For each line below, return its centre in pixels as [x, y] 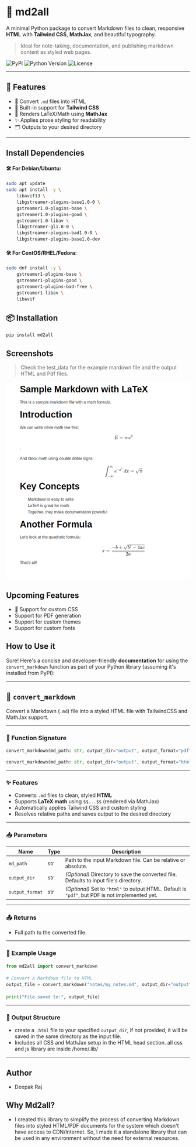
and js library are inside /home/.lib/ [56, 1049]
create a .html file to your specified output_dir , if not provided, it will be [101, 1030]
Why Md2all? [31, 1105]
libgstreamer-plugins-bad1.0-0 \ [57, 233]
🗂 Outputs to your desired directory [58, 127]
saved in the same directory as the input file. [68, 1036]
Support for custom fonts [45, 628]
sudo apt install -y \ [34, 190]
